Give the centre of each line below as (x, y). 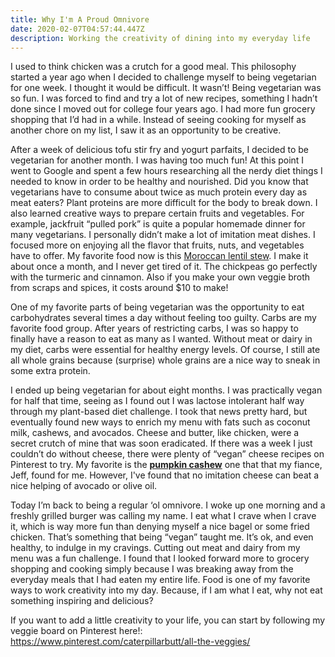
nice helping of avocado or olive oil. (84, 486)
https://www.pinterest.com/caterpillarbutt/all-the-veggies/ (130, 642)
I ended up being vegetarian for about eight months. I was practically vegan (166, 390)
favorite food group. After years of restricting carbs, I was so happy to (154, 328)
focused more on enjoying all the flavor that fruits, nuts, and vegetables (157, 245)
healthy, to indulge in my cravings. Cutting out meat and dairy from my (155, 548)
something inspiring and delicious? (82, 601)
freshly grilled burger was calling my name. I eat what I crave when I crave (163, 516)
